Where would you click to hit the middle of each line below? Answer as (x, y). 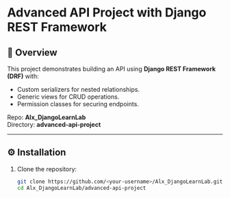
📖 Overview (32, 52)
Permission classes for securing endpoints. (78, 104)
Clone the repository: (47, 169)
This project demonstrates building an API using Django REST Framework (112, 69)
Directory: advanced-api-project (54, 124)
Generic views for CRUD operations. (68, 97)
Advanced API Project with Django (107, 13)
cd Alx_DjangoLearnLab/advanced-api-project (81, 188)
